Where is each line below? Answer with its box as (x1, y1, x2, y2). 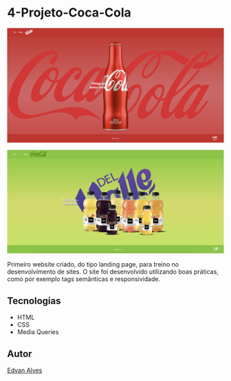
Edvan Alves (7, 367, 43, 375)
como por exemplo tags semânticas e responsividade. (7, 275, 160, 283)
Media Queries (16, 328, 59, 336)
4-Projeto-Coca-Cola (7, 5, 132, 21)
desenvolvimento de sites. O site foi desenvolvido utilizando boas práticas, (7, 267, 219, 276)
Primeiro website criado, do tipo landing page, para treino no (7, 260, 179, 269)
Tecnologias (7, 295, 61, 307)
